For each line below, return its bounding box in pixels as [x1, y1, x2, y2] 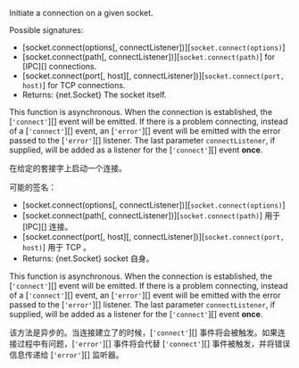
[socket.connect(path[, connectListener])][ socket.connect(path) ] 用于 [21, 210, 281, 221]
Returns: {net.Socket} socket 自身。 [21, 253, 154, 264]
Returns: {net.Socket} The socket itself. [21, 89, 167, 100]
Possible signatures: [9, 25, 84, 35]
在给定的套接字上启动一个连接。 [9, 163, 127, 173]
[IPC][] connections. [21, 61, 97, 71]
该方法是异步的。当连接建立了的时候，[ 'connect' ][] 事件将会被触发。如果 [9, 327, 278, 338]
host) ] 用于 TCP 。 [21, 242, 92, 252]
